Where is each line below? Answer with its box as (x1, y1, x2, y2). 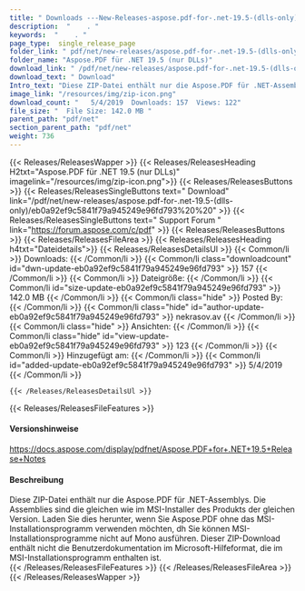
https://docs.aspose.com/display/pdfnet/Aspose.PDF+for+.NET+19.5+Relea (9, 444, 293, 455)
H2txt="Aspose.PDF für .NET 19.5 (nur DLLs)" (9, 165, 181, 177)
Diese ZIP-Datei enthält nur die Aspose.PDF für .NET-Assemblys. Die (9, 495, 266, 506)
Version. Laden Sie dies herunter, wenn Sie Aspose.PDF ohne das (9, 514, 255, 525)
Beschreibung (9, 474, 64, 485)
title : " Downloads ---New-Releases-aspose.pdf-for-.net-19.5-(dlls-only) (9, 13, 299, 23)
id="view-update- (103, 330, 170, 341)
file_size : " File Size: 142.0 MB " (9, 106, 152, 115)
